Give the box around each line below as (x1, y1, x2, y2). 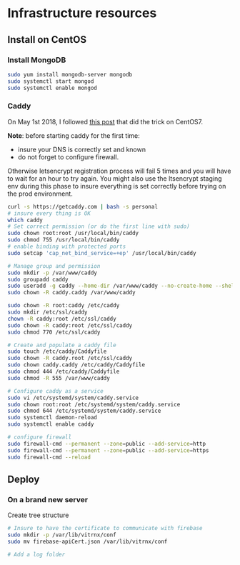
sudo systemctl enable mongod (7, 84, 98, 91)
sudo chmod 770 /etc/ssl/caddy (7, 329, 101, 336)
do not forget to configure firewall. (17, 152, 119, 161)
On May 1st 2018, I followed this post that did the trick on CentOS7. (7, 117, 204, 126)
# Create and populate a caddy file (7, 341, 116, 349)
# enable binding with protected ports (7, 243, 126, 251)
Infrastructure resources (7, 5, 157, 21)
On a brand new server (7, 494, 88, 504)
